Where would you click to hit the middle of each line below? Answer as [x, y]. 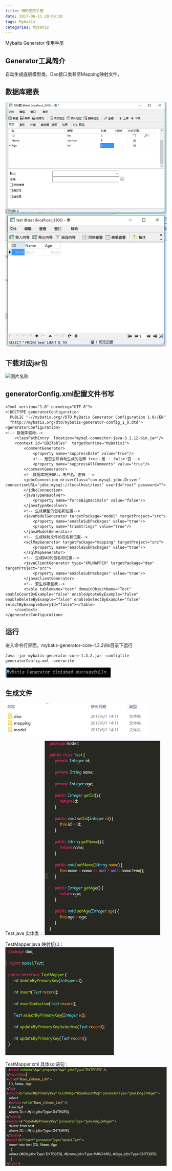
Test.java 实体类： [24, 933]
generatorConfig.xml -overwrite [40, 661]
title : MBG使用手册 [25, 11]
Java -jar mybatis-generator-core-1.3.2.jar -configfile [67, 656]
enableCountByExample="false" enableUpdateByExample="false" [72, 594]
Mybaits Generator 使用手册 [35, 43]
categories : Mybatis [27, 27]
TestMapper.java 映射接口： [35, 944]
